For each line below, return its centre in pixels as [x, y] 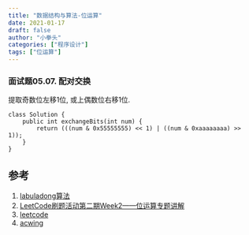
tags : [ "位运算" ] [35, 52]
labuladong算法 [45, 196]
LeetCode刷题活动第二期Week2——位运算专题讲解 [102, 206]
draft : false [30, 30]
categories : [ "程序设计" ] [48, 45]
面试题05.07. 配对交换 [50, 81]
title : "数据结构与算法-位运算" [55, 15]
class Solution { [37, 115]
